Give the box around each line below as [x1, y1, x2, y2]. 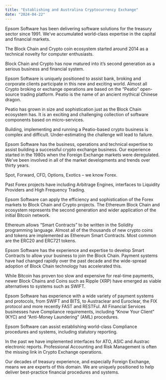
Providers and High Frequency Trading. [5, 187, 86, 192]
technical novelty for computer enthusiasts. [5, 51, 94, 57]
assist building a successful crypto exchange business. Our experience [5, 146, 151, 152]
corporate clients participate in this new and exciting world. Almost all [5, 80, 148, 87]
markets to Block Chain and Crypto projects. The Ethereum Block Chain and [5, 201, 160, 207]
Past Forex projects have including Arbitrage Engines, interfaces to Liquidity [5, 182, 160, 188]
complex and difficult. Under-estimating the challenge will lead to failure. [5, 131, 154, 137]
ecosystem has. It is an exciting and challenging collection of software [5, 111, 149, 117]
